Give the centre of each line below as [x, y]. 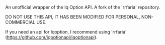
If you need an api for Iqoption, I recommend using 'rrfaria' [66, 32]
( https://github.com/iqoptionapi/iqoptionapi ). [52, 37]
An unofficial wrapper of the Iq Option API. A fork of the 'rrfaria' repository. [83, 7]
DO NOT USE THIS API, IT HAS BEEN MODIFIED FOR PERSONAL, [73, 17]
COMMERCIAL [20, 22]
